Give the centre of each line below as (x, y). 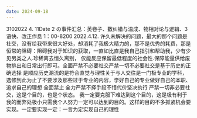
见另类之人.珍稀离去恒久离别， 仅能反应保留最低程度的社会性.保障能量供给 (96, 58)
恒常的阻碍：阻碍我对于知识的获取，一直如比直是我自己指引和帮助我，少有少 (98, 51)
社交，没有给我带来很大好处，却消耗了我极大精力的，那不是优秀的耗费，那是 (98, 43)
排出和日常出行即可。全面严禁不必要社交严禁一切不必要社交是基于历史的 (98, 65)
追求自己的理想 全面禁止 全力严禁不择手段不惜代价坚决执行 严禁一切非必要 (96, 87)
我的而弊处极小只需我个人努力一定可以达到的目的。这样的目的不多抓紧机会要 (98, 102)
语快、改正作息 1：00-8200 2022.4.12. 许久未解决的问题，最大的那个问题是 (97, 36)
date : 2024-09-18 (27, 11)
